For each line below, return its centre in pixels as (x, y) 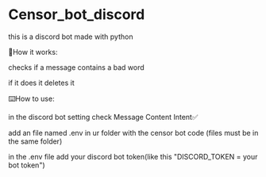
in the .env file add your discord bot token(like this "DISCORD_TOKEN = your (133, 156)
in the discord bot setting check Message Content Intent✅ (103, 117)
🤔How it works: (33, 52)
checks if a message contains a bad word (76, 67)
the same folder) (35, 141)
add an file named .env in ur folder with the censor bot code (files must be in (133, 133)
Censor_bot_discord (77, 15)
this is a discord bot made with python (71, 37)
